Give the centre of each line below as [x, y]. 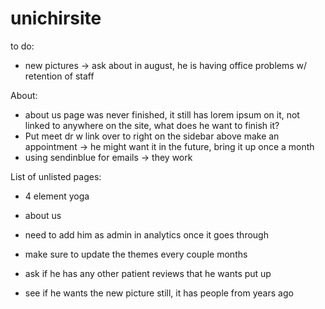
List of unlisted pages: [56, 176]
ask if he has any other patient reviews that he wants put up [148, 273]
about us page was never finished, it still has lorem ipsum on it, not [162, 114]
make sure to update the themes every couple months [136, 254]
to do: [22, 46]
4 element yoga [57, 196]
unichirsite [56, 18]
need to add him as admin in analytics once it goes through [146, 234]
